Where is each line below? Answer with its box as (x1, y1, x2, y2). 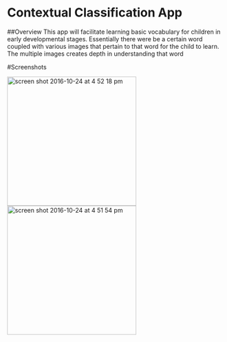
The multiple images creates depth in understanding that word (7, 50, 184, 58)
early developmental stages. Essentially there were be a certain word (7, 34, 203, 43)
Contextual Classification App (7, 5, 182, 21)
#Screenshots (7, 63, 47, 71)
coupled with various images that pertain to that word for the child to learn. (7, 42, 219, 50)
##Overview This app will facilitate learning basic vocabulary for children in (7, 28, 221, 36)
